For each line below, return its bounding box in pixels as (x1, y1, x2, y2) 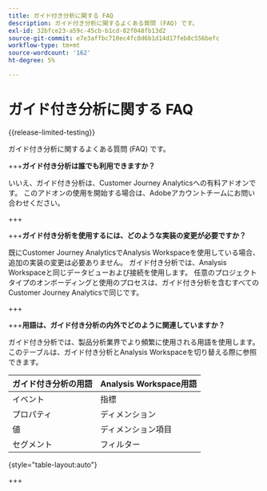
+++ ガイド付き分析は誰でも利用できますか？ (8, 161, 156, 171)
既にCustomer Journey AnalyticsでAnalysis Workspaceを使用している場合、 (8, 248, 260, 257)
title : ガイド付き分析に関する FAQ (8, 11, 114, 20)
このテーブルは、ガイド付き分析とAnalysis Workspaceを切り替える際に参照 (8, 347, 257, 356)
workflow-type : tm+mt (8, 42, 81, 50)
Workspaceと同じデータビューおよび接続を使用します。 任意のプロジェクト (8, 268, 257, 277)
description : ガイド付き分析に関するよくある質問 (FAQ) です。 (8, 19, 198, 27)
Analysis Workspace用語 (100, 378, 197, 389)
